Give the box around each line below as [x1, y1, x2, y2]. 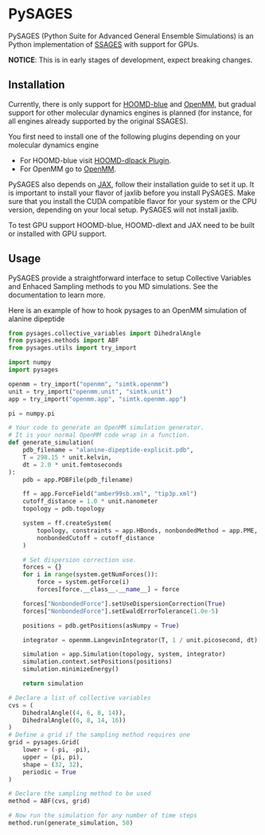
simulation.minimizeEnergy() [22, 665, 119, 673]
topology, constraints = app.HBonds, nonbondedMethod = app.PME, [37, 527, 259, 535]
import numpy [8, 359, 52, 367]
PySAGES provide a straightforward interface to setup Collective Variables [8, 272, 251, 283]
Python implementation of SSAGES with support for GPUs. [8, 39, 199, 49]
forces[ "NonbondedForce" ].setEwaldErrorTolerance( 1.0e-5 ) [22, 607, 219, 615]
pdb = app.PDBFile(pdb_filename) [22, 476, 134, 484]
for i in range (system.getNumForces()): [22, 570, 158, 578]
